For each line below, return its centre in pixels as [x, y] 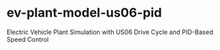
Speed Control [28, 39]
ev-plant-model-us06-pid [84, 13]
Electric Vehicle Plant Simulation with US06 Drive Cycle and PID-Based [110, 32]
